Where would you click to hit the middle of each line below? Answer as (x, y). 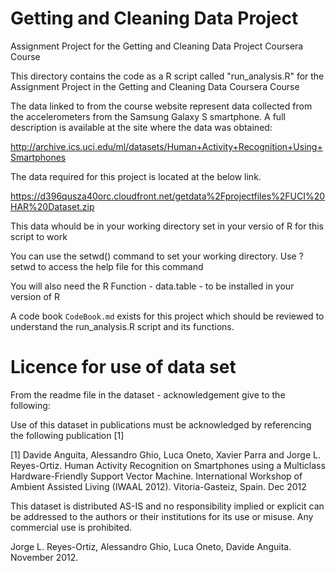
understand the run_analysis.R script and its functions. (122, 326)
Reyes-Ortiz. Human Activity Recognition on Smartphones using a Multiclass (168, 465)
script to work (39, 236)
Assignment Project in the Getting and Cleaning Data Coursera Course (155, 86)
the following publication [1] (67, 435)
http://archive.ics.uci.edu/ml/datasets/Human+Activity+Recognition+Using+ (166, 146)
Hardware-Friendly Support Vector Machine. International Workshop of (156, 476)
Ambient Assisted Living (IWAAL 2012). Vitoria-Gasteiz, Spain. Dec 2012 (158, 486)
